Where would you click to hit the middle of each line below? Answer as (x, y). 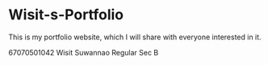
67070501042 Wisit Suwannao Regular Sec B (84, 52)
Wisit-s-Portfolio (66, 15)
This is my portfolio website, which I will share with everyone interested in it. (135, 37)
